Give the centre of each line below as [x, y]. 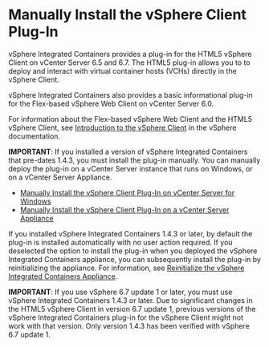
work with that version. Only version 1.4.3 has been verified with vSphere [129, 325]
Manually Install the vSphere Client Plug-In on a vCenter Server [124, 209]
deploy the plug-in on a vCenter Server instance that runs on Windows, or [130, 168]
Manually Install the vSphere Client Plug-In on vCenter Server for [127, 192]
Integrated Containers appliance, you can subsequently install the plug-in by [134, 259]
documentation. [35, 136]
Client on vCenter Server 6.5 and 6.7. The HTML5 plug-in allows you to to [129, 63]
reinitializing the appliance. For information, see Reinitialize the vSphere [126, 268]
